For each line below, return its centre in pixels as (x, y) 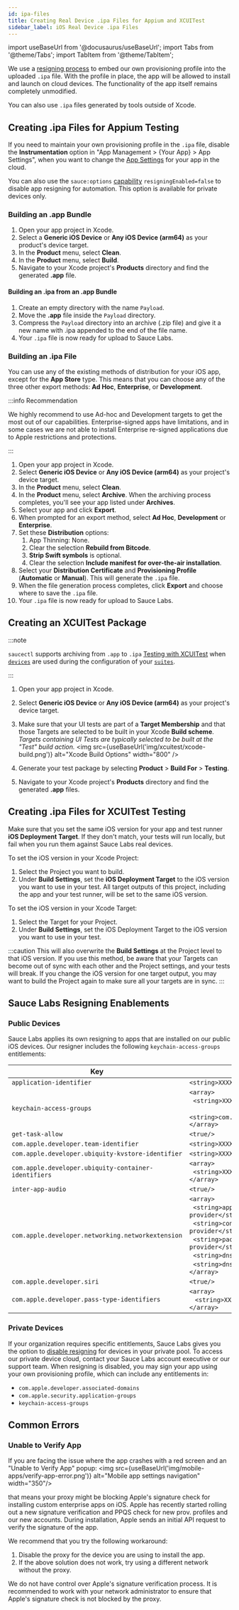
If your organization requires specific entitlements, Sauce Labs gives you (115, 1343)
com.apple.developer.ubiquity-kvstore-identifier (97, 1154)
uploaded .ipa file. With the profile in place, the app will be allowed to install (119, 76)
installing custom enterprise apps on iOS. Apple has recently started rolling (117, 1505)
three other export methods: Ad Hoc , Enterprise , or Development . (105, 386)
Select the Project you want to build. (71, 871)
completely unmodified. (43, 91)
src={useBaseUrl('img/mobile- (160, 1468)
